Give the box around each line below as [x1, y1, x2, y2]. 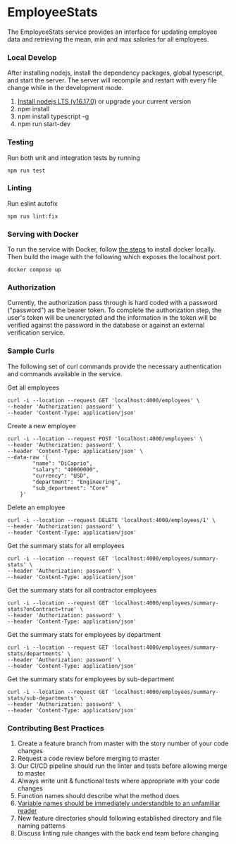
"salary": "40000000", [32, 466, 99, 473]
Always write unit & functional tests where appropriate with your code [17, 776, 221, 786]
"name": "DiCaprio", [32, 459, 93, 467]
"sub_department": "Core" [32, 484, 109, 492]
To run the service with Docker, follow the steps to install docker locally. [7, 245, 216, 254]
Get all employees [7, 383, 60, 392]
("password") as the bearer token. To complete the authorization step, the [7, 306, 222, 314]
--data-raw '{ [7, 454, 49, 461]
